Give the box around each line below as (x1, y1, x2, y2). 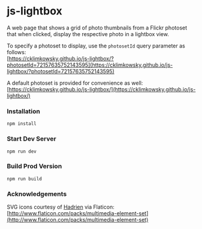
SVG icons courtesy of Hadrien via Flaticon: (7, 203, 114, 211)
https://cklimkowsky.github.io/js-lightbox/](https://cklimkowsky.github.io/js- (8, 85, 196, 93)
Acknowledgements (7, 189, 67, 198)
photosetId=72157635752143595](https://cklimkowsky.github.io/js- (7, 61, 173, 69)
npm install (7, 121, 37, 127)
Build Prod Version (7, 162, 62, 171)
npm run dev (7, 148, 37, 154)
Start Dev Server (7, 135, 56, 143)
